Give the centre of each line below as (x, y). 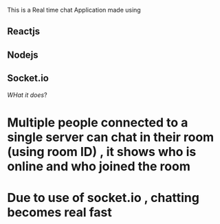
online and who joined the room (99, 166)
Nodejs (23, 55)
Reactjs (24, 31)
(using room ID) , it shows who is (102, 152)
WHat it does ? (27, 95)
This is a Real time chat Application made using (74, 10)
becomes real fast (59, 212)
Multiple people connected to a (98, 122)
